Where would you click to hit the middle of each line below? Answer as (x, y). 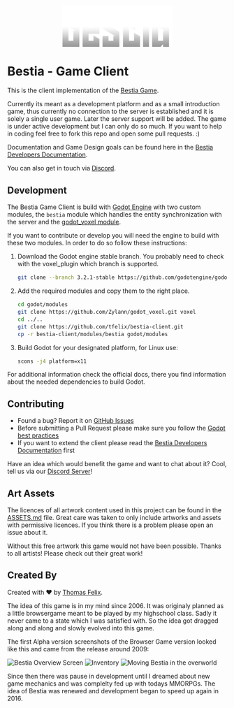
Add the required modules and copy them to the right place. (103, 291)
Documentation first (46, 450)
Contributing (36, 404)
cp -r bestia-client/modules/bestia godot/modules (93, 334)
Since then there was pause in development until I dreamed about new (109, 676)
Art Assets (31, 493)
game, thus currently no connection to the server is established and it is (111, 111)
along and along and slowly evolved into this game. (81, 628)
